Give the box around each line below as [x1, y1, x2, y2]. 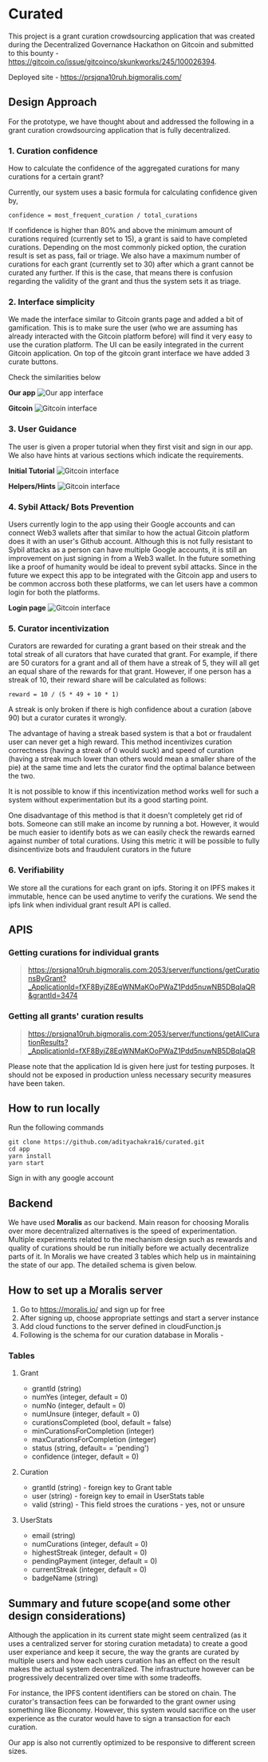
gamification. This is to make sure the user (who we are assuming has [8, 323, 238, 333]
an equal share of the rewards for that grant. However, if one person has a [8, 667, 252, 676]
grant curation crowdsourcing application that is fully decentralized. [8, 125, 231, 134]
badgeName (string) [31, 1573, 99, 1583]
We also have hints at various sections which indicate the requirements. [8, 450, 244, 460]
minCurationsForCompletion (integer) [31, 1426, 155, 1436]
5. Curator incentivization [8, 623, 109, 634]
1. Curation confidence [8, 145, 98, 156]
